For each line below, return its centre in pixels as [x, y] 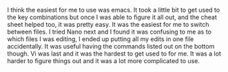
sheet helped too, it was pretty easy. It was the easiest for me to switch [108, 24]
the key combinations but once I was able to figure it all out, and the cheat [112, 17]
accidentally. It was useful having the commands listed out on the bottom [111, 46]
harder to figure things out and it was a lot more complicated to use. [103, 61]
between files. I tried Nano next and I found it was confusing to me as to [110, 32]
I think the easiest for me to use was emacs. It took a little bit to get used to [114, 10]
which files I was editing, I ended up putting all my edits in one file [101, 39]
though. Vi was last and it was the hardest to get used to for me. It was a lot [114, 53]
